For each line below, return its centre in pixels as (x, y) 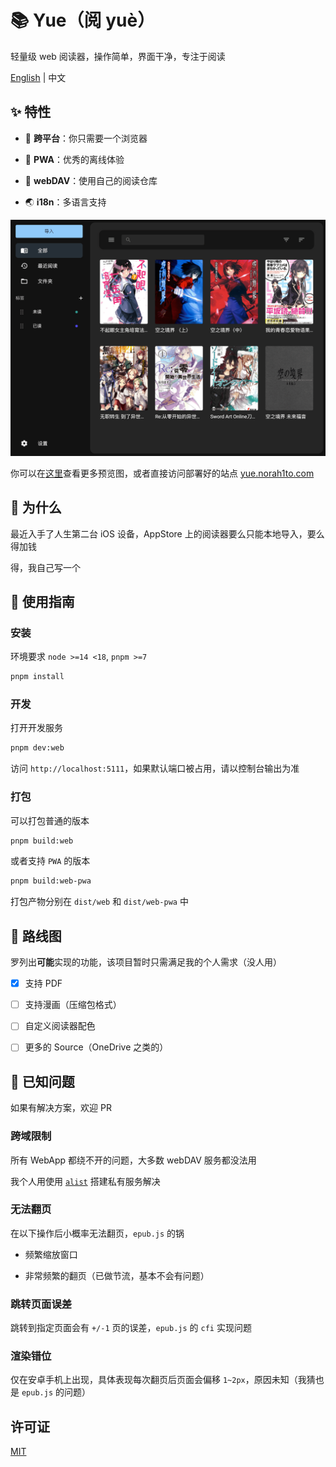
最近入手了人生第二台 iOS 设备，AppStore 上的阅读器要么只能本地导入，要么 (167, 533)
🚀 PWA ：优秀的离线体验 (74, 159)
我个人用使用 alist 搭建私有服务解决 (85, 1181)
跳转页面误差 (41, 1304)
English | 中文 (38, 77)
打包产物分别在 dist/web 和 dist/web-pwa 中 (99, 902)
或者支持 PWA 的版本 (50, 861)
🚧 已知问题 (42, 1081)
